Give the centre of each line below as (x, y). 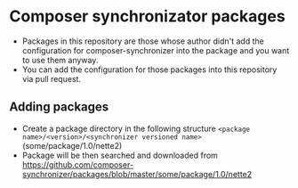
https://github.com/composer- (78, 164)
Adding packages (59, 107)
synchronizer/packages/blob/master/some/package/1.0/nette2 (137, 174)
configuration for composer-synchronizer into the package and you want (156, 50)
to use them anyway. (60, 60)
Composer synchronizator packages (148, 16)
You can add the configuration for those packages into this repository (149, 69)
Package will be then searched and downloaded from (120, 155)
